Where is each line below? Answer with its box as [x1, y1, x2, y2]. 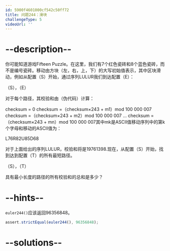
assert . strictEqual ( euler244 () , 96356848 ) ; [5, 220, 99, 225]
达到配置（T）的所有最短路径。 [9, 152, 75, 158]
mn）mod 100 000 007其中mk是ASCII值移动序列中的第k [48, 119, 165, 125]
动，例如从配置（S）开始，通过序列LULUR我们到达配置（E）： [5, 74, 134, 80]
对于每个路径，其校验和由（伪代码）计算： [5, 95, 94, 102]
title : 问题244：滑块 [5, 12, 47, 17]
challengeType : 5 [5, 17, 42, 22]
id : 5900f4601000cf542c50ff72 [5, 7, 70, 13]
